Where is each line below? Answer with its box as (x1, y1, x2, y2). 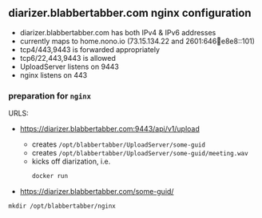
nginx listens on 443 (19, 70, 88, 79)
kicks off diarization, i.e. (31, 156, 111, 167)
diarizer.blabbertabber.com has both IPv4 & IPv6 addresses (19, 27, 216, 37)
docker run (31, 172, 69, 180)
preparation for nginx (8, 90, 92, 101)
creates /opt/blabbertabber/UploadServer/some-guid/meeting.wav (31, 148, 249, 158)
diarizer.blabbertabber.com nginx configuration (8, 6, 252, 20)
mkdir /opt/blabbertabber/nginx (8, 202, 116, 210)
